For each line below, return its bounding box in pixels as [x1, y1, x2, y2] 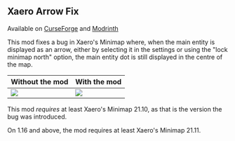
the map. [7, 60, 33, 69]
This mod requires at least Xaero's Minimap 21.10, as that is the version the [7, 105, 222, 113]
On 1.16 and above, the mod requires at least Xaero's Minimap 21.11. [7, 126, 201, 134]
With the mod [74, 76, 122, 86]
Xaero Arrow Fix [7, 6, 79, 18]
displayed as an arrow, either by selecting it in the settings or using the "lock [7, 45, 228, 53]
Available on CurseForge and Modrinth [7, 24, 119, 32]
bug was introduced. [7, 112, 67, 121]
